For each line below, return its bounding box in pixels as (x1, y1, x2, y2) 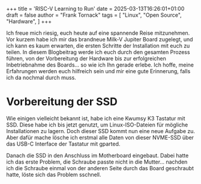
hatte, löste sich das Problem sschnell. (6, 171, 101, 178)
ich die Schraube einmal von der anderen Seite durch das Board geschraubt (6, 164, 194, 171)
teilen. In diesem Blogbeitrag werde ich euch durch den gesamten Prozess (6, 49, 190, 56)
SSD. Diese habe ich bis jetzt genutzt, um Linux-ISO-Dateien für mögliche (6, 121, 188, 128)
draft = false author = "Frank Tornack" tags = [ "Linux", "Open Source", (6, 11, 182, 19)
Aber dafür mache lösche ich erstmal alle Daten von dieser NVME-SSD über (6, 134, 194, 141)
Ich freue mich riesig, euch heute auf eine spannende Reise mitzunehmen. (6, 29, 190, 37)
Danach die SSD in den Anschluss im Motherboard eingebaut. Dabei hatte (6, 152, 189, 159)
